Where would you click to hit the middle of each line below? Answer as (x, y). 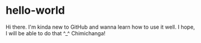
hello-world (36, 10)
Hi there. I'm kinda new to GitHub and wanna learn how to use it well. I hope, (100, 27)
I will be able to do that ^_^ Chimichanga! (56, 33)
